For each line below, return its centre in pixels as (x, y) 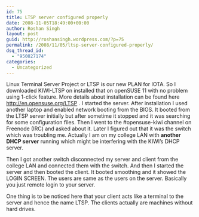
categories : (21, 62)
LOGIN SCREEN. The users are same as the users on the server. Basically (97, 178)
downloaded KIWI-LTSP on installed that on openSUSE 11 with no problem (97, 91)
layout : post (22, 34)
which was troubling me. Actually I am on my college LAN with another (94, 135)
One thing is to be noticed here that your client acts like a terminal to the (95, 196)
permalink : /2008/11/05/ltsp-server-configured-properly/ (80, 45)
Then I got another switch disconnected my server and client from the (92, 160)
